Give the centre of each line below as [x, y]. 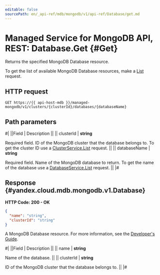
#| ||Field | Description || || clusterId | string [49, 133]
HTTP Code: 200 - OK [27, 202]
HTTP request [27, 91]
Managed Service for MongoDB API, [79, 38]
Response [21, 183]
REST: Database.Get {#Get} [61, 48]
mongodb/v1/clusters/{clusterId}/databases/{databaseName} [66, 107]
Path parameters [31, 122]
